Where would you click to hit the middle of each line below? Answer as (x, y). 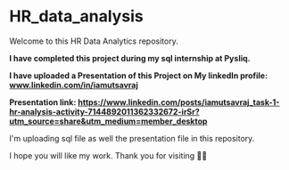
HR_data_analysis (77, 16)
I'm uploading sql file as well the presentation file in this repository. (132, 138)
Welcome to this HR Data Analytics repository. (94, 41)
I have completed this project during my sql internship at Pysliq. (130, 58)
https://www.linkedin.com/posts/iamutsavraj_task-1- (178, 102)
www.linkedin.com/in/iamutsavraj (74, 85)
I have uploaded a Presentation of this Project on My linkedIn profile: (139, 75)
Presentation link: (43, 102)
